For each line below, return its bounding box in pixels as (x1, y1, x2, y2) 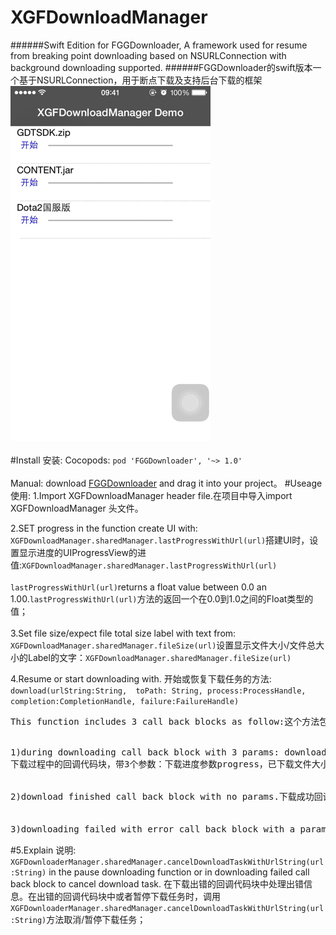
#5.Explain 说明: (10, 844, 77, 856)
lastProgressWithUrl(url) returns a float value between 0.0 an (10, 581, 267, 593)
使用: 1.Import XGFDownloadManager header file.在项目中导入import (10, 489, 293, 501)
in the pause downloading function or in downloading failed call (48, 866, 310, 878)
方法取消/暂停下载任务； (46, 913, 147, 925)
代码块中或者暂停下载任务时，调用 (79, 890, 221, 902)
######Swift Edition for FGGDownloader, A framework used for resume (10, 39, 308, 51)
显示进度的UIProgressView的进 (18, 546, 147, 558)
